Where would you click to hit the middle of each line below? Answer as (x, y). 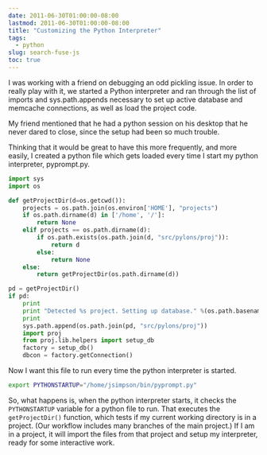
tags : (17, 38)
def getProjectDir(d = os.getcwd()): (67, 200)
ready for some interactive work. (62, 442)
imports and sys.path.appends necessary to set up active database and (126, 99)
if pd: (19, 296)
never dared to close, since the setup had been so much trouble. (114, 131)
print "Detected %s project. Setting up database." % (113, 311)
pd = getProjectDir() (44, 289)
